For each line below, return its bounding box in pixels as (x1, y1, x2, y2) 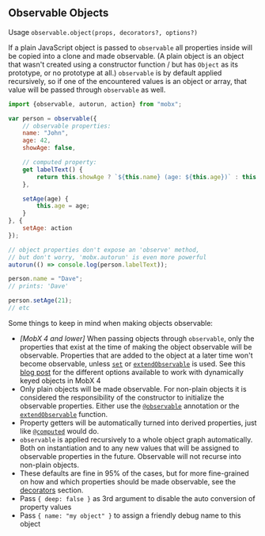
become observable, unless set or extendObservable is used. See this (19, 358, 246, 368)
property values (19, 502, 72, 511)
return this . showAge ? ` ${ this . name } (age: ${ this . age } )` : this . (36, 173, 260, 181)
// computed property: (22, 159, 97, 167)
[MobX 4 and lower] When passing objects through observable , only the (19, 333, 255, 343)
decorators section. (19, 485, 84, 495)
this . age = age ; (36, 202, 90, 210)
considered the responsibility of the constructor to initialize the (19, 392, 225, 402)
